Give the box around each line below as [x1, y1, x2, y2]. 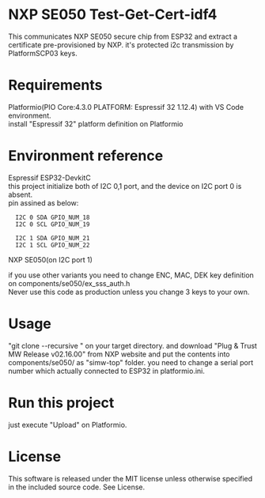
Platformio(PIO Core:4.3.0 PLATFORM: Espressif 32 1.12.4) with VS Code [8, 102, 244, 111]
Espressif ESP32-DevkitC [8, 172, 91, 183]
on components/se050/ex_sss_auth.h [8, 278, 131, 288]
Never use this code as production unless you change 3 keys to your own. [8, 287, 250, 296]
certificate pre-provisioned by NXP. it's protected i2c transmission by [8, 40, 234, 49]
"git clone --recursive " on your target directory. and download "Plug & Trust [8, 341, 257, 350]
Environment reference [8, 147, 164, 165]
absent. [8, 190, 33, 199]
